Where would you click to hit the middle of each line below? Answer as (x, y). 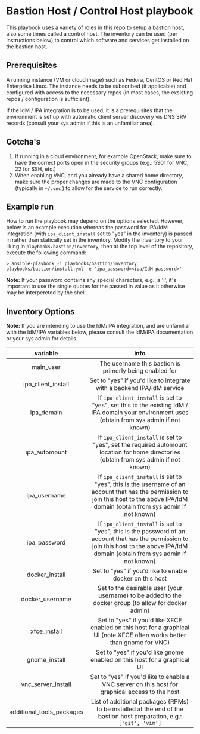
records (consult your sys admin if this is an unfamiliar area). (80, 123)
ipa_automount (46, 452)
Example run (30, 206)
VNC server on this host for (140, 684)
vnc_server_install (46, 684)
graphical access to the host (140, 692)
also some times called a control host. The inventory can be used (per (92, 33)
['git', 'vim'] (140, 723)
